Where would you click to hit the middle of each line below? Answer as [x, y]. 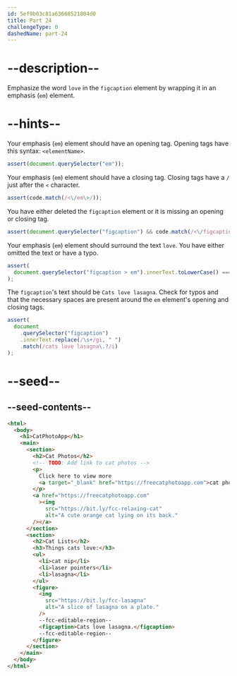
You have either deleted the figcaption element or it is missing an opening [115, 211]
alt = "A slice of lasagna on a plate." [102, 608]
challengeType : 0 [33, 27]
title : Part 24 [30, 20]
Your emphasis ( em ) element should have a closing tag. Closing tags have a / [119, 177]
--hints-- [34, 124]
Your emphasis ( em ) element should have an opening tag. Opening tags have [118, 144]
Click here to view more [75, 476]
